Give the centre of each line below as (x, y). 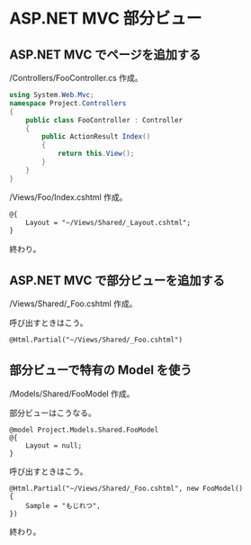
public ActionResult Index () (96, 137)
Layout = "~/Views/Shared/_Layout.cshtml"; (108, 223)
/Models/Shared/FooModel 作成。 (72, 394)
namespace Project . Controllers (68, 103)
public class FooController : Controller (104, 120)
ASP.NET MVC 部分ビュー (106, 18)
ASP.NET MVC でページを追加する (105, 54)
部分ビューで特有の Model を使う (101, 370)
